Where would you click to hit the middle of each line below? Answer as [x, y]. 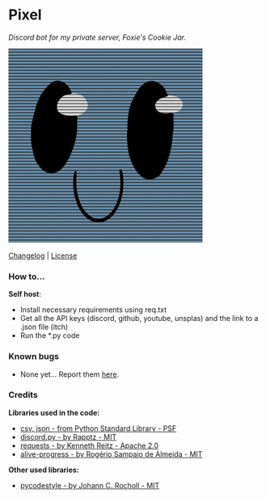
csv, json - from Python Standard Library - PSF [98, 428]
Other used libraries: [44, 470]
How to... [27, 276]
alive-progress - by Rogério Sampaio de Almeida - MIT [111, 454]
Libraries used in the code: [54, 412]
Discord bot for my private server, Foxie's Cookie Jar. [97, 37]
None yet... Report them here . [70, 374]
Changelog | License [43, 255]
